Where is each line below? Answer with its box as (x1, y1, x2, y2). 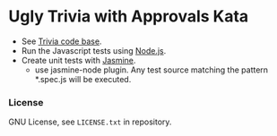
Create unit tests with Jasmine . (21, 55, 136, 65)
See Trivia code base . (21, 36, 102, 47)
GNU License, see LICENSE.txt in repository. (8, 116, 172, 127)
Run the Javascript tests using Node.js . (21, 45, 167, 55)
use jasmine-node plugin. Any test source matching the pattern (34, 64, 269, 75)
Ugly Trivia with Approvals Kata (8, 6, 249, 27)
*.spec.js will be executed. (34, 73, 132, 84)
